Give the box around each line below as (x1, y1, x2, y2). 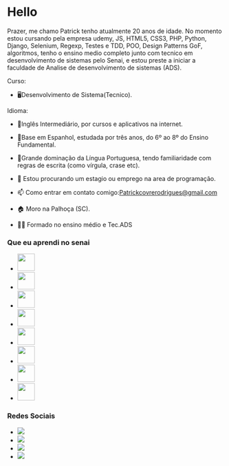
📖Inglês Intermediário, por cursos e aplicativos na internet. (17, 120, 184, 128)
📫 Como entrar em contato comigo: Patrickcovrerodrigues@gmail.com (17, 188, 218, 196)
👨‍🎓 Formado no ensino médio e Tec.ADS (17, 220, 133, 229)
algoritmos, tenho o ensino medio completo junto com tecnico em (7, 49, 193, 57)
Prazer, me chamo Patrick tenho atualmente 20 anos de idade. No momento (7, 27, 222, 35)
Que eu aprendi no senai (7, 237, 91, 247)
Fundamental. (17, 140, 56, 149)
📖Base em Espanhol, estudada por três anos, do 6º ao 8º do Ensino (17, 133, 208, 141)
